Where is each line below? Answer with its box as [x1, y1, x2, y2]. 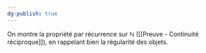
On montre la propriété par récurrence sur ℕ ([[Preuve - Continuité [7, 29, 199, 38]
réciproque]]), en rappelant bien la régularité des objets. [7, 38, 169, 46]
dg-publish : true [7, 10, 58, 17]
